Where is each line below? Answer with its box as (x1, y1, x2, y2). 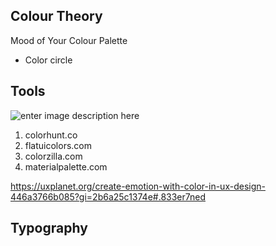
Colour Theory (10, 8, 103, 25)
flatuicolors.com (24, 139, 93, 151)
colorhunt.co (24, 129, 78, 141)
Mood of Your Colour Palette (10, 34, 128, 46)
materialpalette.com (24, 160, 108, 173)
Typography (10, 220, 88, 237)
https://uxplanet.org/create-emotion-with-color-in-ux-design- (10, 180, 266, 192)
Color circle (24, 54, 73, 66)
